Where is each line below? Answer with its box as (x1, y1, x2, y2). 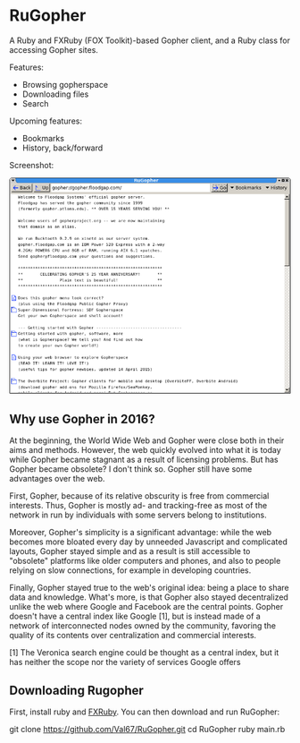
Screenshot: (9, 159, 54, 170)
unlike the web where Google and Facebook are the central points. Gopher (9, 602, 284, 612)
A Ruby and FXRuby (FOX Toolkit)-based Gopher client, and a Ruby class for (9, 35, 290, 46)
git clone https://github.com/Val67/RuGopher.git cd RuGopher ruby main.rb (9, 724, 286, 734)
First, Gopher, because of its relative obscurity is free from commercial (9, 491, 270, 501)
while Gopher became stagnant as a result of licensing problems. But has (9, 454, 279, 465)
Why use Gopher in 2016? (9, 411, 155, 426)
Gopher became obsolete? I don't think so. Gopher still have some (9, 464, 253, 474)
